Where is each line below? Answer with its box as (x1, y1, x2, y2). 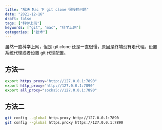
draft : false (5, 16, 32, 21)
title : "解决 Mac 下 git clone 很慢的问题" (5, 7, 89, 12)
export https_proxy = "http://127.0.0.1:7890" (5, 78, 97, 83)
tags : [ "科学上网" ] (5, 20, 42, 26)
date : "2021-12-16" (5, 12, 45, 17)
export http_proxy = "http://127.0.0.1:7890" (5, 83, 95, 88)
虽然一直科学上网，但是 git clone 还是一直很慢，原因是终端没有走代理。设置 (5, 44, 158, 49)
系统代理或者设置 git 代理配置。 (5, 50, 68, 56)
